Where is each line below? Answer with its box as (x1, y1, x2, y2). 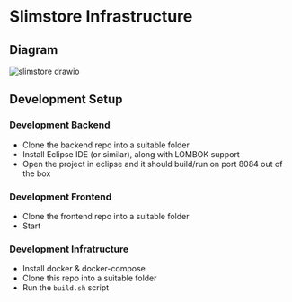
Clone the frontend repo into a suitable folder (22, 210, 190, 221)
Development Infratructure (9, 243, 128, 255)
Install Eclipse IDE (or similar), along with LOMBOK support (22, 148, 240, 159)
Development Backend (9, 119, 111, 131)
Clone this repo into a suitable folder (22, 272, 157, 284)
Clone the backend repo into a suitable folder (22, 139, 190, 150)
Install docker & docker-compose (22, 263, 146, 274)
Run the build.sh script (22, 282, 110, 293)
